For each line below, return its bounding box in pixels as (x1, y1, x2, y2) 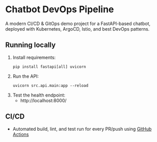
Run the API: (12, 73, 39, 79)
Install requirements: (12, 54, 56, 60)
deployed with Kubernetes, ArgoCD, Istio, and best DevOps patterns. (5, 26, 150, 32)
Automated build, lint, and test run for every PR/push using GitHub (12, 126, 152, 132)
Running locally (5, 41, 56, 50)
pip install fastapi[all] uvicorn (12, 64, 86, 69)
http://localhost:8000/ (20, 97, 67, 103)
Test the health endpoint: (12, 92, 65, 98)
